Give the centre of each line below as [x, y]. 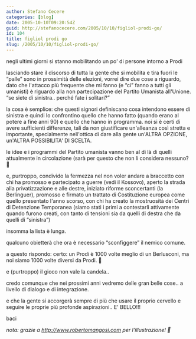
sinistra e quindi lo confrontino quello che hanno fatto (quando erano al [92, 115]
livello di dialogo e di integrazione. [48, 289]
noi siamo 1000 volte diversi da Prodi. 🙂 [54, 260]
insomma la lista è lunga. [36, 231]
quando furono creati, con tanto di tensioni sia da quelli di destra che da [94, 213]
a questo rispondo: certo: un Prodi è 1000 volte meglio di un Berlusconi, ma [98, 254]
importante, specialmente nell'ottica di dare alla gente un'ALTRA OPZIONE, [97, 134]
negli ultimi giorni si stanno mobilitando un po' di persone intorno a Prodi [94, 61]
